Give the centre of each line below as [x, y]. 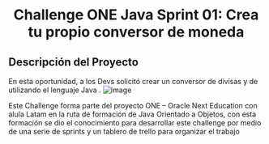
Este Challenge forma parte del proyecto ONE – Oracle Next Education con [133, 106]
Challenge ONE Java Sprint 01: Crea [136, 15]
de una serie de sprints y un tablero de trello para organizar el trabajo [124, 131]
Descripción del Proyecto [74, 62]
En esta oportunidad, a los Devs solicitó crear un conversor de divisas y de [133, 81]
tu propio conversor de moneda [136, 32]
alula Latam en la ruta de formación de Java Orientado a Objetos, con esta [132, 114]
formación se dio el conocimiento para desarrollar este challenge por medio [135, 123]
